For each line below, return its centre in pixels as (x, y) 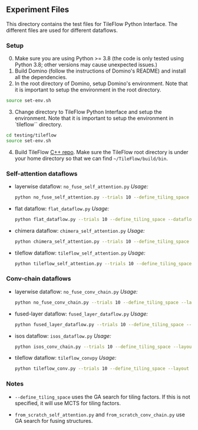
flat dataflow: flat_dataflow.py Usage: (62, 209)
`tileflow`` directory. (38, 124)
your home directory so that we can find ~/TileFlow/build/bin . (91, 158)
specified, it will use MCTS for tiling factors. (67, 403)
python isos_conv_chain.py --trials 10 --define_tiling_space (93, 347)
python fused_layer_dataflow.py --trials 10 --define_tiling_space (99, 324)
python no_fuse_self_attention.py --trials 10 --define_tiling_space (102, 197)
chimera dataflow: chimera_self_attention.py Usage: (80, 230)
